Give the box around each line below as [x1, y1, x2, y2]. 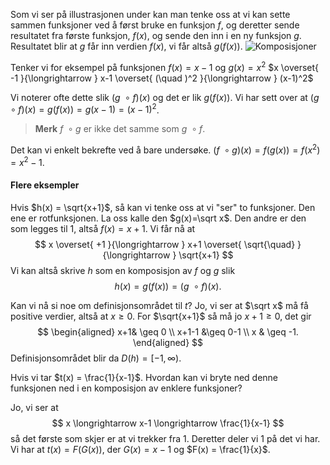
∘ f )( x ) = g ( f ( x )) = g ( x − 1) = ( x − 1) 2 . [10, 102, 160, 116]
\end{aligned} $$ [132, 336, 204, 348]
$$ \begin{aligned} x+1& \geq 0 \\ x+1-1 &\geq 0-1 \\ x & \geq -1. [37, 325, 299, 338]
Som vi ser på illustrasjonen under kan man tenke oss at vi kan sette [10, 9, 291, 20]
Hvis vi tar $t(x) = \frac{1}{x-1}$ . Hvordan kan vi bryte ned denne [10, 371, 279, 383]
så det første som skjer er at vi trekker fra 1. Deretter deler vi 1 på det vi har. [10, 432, 321, 444]
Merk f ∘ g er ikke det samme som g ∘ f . [34, 123, 206, 135]
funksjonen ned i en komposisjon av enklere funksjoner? [10, 382, 243, 394]
